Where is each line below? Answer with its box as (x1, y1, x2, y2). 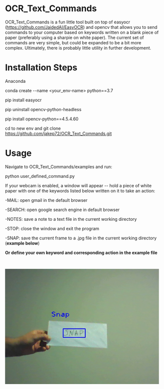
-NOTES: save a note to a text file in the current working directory (5, 216, 137, 222)
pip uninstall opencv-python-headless (5, 106, 82, 112)
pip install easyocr (5, 97, 42, 103)
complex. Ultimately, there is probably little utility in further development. (5, 45, 151, 51)
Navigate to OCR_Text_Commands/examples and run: (5, 164, 112, 170)
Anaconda (5, 78, 26, 84)
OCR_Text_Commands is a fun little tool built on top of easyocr (5, 19, 130, 25)
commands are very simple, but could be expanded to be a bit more (5, 39, 142, 45)
